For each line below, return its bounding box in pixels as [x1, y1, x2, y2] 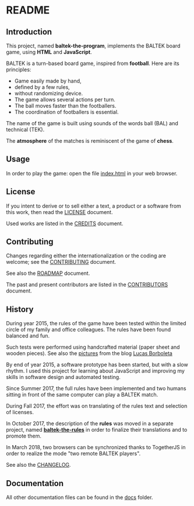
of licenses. [6, 409, 34, 416]
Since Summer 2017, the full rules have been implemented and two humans [6, 385, 186, 392]
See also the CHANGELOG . [6, 462, 71, 469]
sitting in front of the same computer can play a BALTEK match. [6, 391, 158, 398]
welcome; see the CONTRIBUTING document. [6, 259, 117, 266]
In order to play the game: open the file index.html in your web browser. [6, 170, 178, 177]
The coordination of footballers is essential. [14, 109, 119, 115]
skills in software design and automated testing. [6, 374, 121, 381]
